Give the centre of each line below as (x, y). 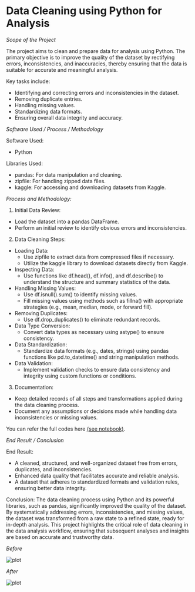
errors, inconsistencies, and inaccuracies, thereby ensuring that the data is (97, 64)
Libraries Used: (24, 163)
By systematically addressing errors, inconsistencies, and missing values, (95, 512)
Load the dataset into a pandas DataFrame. (67, 221)
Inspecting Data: (34, 269)
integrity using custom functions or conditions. (80, 376)
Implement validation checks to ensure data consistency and (97, 369)
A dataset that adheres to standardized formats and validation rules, (97, 482)
